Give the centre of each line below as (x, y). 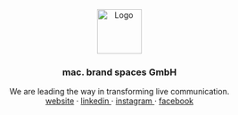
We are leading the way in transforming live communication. (119, 92)
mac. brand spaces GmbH (119, 72)
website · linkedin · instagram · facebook (119, 101)
